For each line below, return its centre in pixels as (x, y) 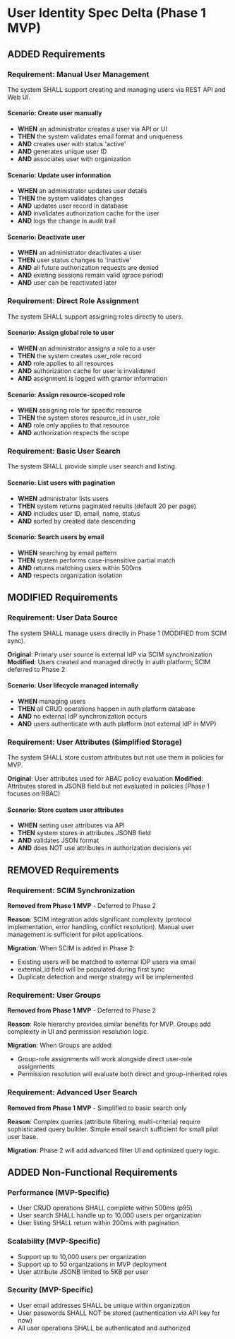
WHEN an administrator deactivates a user (80, 253)
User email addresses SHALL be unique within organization (104, 1305)
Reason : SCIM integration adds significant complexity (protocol (100, 919)
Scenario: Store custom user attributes (66, 810)
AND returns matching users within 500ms (80, 567)
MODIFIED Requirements (63, 597)
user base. (23, 1136)
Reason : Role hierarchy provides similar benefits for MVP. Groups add (109, 1024)
